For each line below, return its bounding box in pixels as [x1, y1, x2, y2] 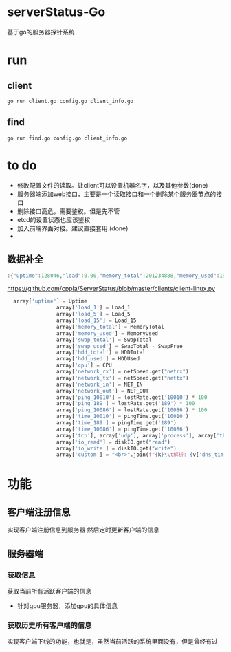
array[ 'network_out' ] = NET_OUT [56, 387, 149, 394]
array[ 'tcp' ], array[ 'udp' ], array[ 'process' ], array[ [56, 432, 217, 439]
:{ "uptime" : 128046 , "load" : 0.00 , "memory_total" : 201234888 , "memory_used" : [7, 272, 220, 279]
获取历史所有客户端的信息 [7, 620, 92, 630]
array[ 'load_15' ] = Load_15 [56, 317, 137, 324]
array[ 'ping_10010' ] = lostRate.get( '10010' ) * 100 [56, 393, 208, 401]
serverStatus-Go [7, 4, 106, 20]
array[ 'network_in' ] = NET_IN [56, 381, 143, 388]
